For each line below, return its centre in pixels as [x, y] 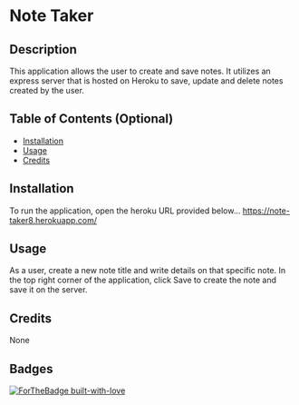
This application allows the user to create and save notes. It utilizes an [140, 71]
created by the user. [47, 90]
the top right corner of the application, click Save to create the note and [143, 280]
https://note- [266, 211]
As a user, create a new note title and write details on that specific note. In [148, 271]
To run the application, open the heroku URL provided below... [125, 211]
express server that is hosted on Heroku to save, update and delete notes [146, 81]
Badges [31, 369]
